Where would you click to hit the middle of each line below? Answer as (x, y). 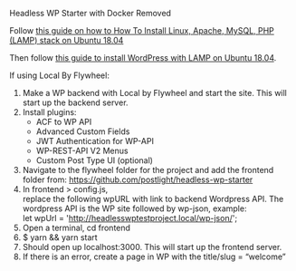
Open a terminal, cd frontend (76, 227)
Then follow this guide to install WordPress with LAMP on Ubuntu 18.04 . (143, 58)
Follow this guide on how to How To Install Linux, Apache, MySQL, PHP (142, 30)
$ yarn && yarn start (60, 237)
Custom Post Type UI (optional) (95, 160)
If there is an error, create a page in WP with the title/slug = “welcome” (154, 256)
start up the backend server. (75, 102)
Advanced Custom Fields (83, 131)
